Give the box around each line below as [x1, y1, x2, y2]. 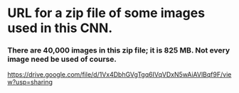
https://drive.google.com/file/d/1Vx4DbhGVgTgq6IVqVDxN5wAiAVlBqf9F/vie [7, 70, 232, 79]
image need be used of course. [7, 55, 117, 65]
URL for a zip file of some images [7, 5, 205, 21]
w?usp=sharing [7, 78, 53, 87]
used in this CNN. [7, 20, 113, 36]
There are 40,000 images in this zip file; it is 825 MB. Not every [7, 45, 230, 55]
